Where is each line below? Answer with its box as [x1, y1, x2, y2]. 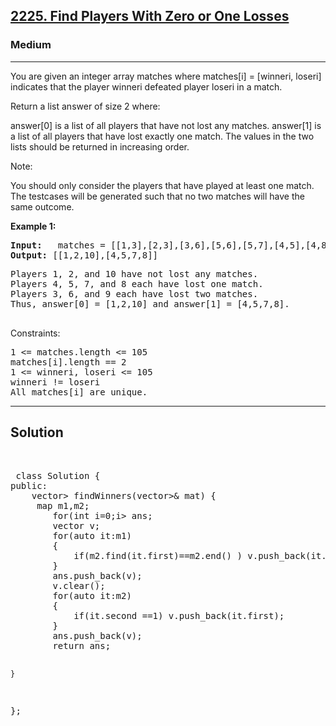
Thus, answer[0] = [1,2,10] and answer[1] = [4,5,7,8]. [10, 298, 290, 309]
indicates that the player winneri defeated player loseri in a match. [10, 80, 283, 93]
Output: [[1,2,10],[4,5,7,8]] [10, 249, 159, 261]
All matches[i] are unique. [10, 386, 148, 398]
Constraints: [10, 327, 61, 339]
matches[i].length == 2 [10, 356, 127, 368]
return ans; [52, 640, 112, 651]
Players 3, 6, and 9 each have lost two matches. [10, 288, 259, 299]
